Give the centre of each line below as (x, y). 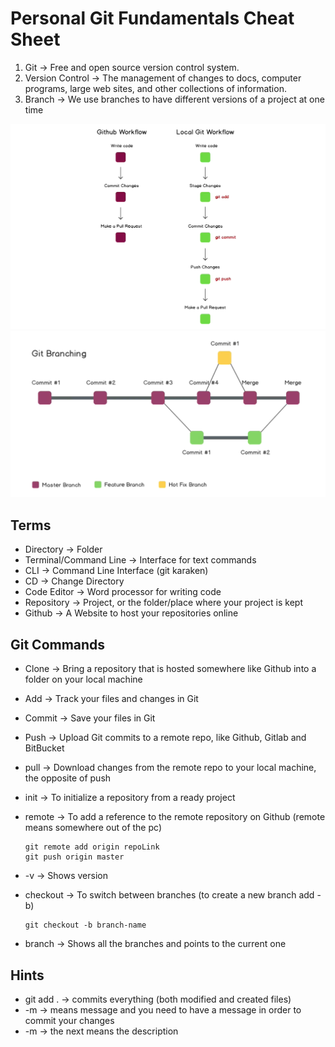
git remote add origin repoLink (92, 847)
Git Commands (58, 644)
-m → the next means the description (101, 1031)
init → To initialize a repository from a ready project (130, 798)
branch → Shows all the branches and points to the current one (155, 944)
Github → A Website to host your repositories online (131, 613)
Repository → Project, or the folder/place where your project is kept (164, 603)
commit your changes (69, 1020)
